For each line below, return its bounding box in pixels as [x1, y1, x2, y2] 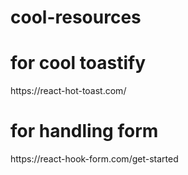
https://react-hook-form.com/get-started [10, 153, 179, 165]
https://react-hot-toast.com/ [10, 85, 127, 97]
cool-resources [10, 6, 142, 29]
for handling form [10, 120, 159, 143]
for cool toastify [10, 52, 146, 75]
